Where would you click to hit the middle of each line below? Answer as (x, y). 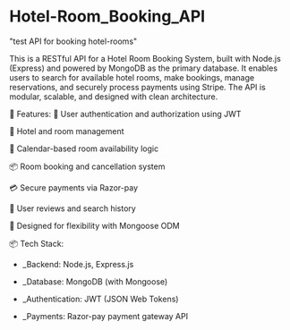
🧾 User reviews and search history (72, 208)
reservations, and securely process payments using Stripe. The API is (137, 87)
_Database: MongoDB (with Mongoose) (95, 281)
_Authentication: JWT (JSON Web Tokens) (100, 299)
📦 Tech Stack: (37, 243)
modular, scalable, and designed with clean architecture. (114, 97)
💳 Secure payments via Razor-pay (74, 187)
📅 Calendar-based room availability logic (84, 148)
